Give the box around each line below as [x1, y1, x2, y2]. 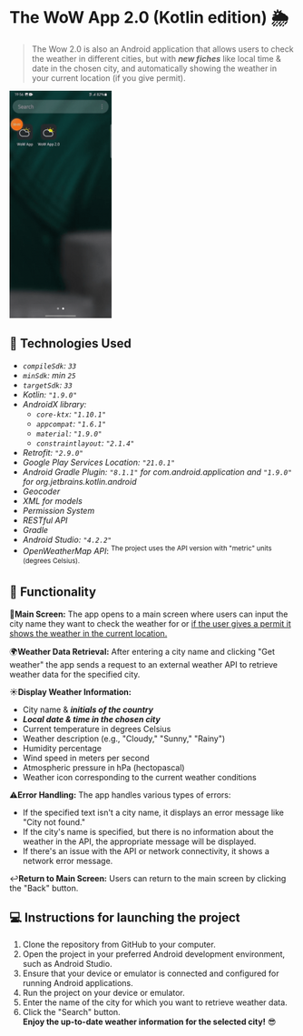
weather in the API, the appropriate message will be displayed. [22, 836, 257, 847]
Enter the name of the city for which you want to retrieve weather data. [22, 997, 288, 1008]
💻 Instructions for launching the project [9, 910, 240, 926]
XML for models [22, 495, 83, 506]
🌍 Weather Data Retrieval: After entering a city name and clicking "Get [9, 646, 275, 657]
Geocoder [22, 486, 61, 497]
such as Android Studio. [22, 958, 112, 969]
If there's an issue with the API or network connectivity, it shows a [22, 845, 270, 856]
